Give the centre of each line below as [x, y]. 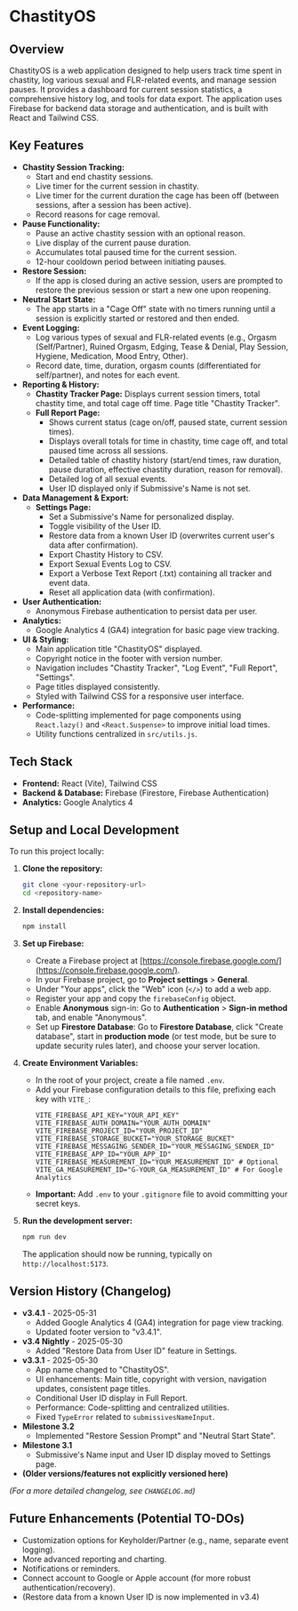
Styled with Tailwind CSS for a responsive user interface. [140, 696]
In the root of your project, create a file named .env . [130, 1080]
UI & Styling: [45, 639]
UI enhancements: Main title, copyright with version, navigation [151, 1379]
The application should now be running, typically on [117, 1254]
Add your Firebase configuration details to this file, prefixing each [155, 1090]
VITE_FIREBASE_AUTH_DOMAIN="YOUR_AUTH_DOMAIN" [123, 1123]
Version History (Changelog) [90, 1291]
